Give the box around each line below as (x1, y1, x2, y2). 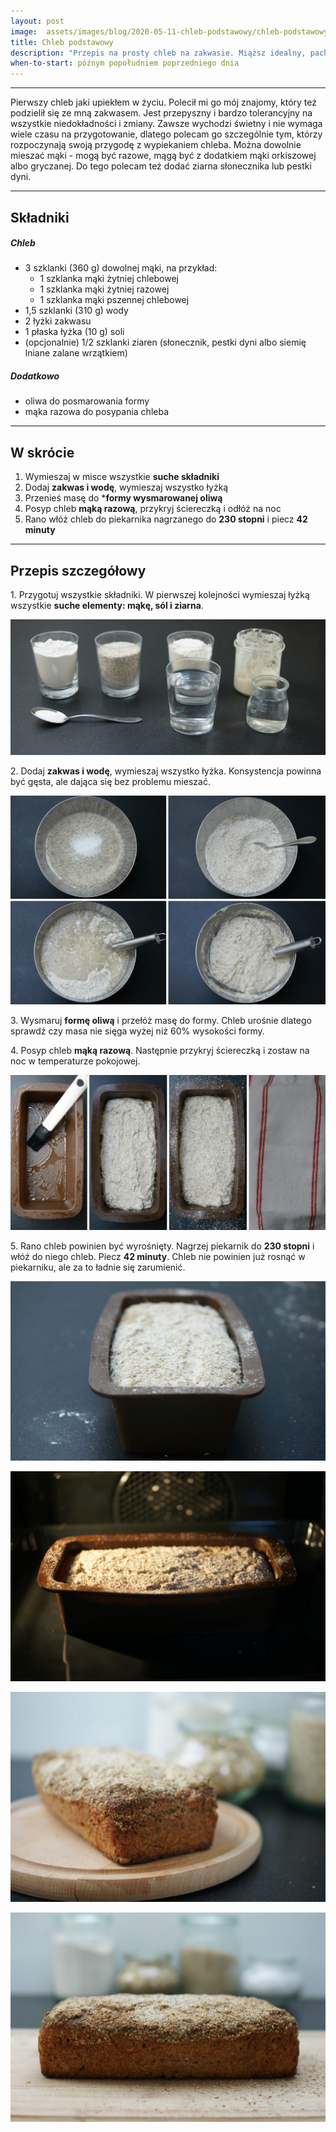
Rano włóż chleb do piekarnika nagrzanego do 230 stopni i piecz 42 (24, 513, 308, 525)
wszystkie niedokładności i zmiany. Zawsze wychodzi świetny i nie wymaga (10, 118, 323, 130)
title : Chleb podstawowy (10, 37, 114, 47)
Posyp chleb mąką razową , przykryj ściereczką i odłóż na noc (24, 503, 282, 515)
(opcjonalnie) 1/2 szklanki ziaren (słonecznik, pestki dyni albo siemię (24, 336, 307, 349)
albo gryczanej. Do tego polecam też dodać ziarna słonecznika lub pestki (10, 160, 312, 172)
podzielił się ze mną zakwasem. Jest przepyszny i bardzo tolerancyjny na (10, 107, 313, 119)
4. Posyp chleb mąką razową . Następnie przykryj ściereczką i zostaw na (10, 1044, 310, 1056)
